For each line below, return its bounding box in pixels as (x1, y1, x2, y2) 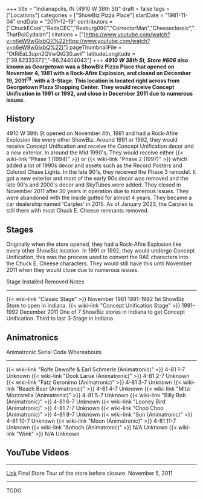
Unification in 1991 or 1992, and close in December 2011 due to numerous (6, 90, 193, 97)
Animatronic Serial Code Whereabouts (6, 348, 101, 356)
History (6, 114, 35, 124)
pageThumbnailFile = (69, 44, 122, 51)
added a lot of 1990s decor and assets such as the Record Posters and (6, 162, 182, 169)
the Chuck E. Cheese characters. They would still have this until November (6, 260, 192, 267)
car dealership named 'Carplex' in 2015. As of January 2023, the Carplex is (6, 200, 193, 208)
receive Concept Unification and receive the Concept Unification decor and (6, 142, 195, 150)
